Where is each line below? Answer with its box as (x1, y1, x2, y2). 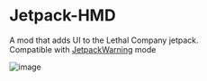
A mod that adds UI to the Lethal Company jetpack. (9, 35, 200, 45)
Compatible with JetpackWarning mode (9, 44, 157, 54)
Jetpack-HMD (9, 5, 116, 26)
